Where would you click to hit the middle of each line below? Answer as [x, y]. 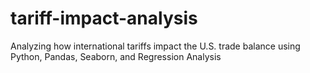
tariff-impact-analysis [104, 18]
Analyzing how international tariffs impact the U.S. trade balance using [155, 46]
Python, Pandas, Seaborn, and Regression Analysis [116, 56]
